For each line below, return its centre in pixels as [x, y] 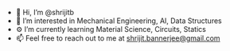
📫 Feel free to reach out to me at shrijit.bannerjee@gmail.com [118, 38]
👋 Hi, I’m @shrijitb [45, 12]
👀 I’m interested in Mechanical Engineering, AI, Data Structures [119, 21]
